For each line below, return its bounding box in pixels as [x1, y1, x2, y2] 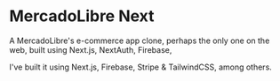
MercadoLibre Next [9, 6, 155, 26]
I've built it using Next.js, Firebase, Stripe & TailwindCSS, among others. [9, 62, 273, 72]
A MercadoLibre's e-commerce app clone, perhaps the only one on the [9, 35, 270, 46]
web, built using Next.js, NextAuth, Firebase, [9, 44, 172, 55]
